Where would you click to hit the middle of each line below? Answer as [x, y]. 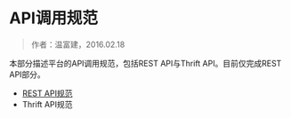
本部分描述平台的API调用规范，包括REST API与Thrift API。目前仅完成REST [145, 63]
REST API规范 [47, 93]
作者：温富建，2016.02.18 [78, 44]
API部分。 [28, 74]
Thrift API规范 [47, 104]
